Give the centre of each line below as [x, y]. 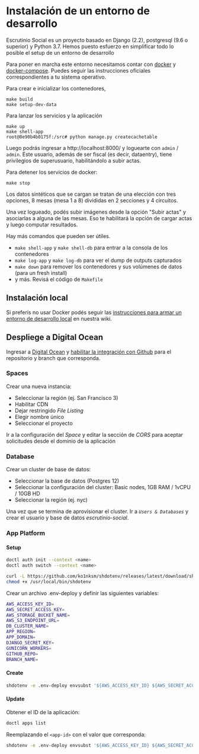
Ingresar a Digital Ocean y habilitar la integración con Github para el [89, 352]
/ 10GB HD [27, 494]
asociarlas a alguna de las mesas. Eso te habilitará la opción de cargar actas [99, 218]
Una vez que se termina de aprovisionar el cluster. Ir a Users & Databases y [97, 511]
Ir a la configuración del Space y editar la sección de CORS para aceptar [95, 434]
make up [16, 126]
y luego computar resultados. [42, 224]
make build [20, 99]
